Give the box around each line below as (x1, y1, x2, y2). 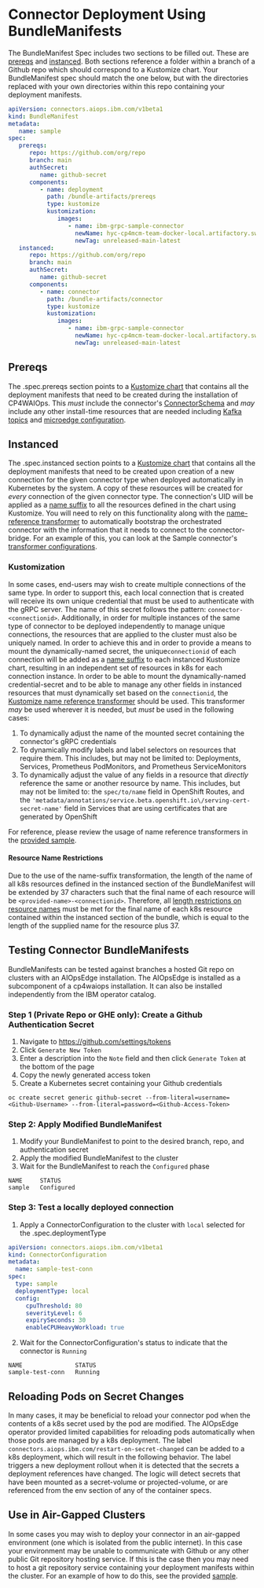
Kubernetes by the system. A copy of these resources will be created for (8, 483, 244, 493)
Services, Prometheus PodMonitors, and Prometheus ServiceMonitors (19, 761, 247, 771)
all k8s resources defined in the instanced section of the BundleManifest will (8, 878, 255, 889)
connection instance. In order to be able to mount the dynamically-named (8, 671, 246, 680)
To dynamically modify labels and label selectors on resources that (19, 745, 236, 754)
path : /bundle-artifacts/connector (46, 295, 163, 303)
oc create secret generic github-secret (8, 1094, 143, 1102)
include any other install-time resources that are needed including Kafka (8, 406, 242, 416)
